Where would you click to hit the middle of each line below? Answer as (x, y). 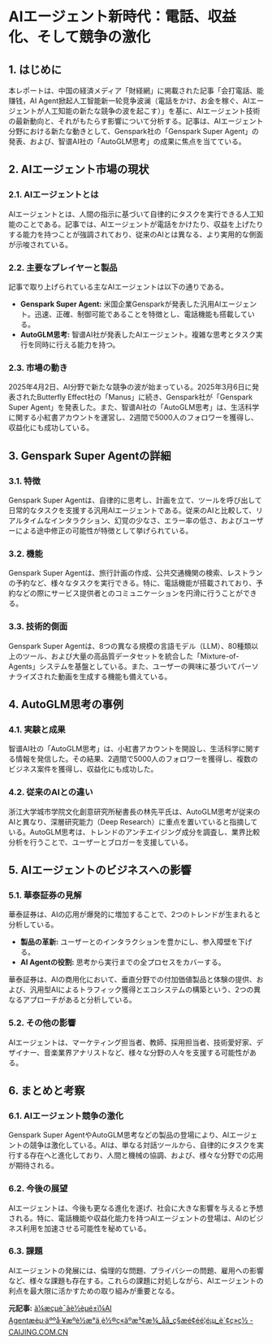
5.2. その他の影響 (42, 1023)
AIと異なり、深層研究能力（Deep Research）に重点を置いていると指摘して (133, 821)
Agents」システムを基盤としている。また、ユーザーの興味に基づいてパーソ (134, 666)
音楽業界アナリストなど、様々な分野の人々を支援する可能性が (147, 1052)
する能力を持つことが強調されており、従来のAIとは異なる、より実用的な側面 (136, 234)
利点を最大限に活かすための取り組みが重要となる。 (94, 1290)
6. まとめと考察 (47, 1090)
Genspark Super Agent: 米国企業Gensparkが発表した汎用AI (121, 304)
